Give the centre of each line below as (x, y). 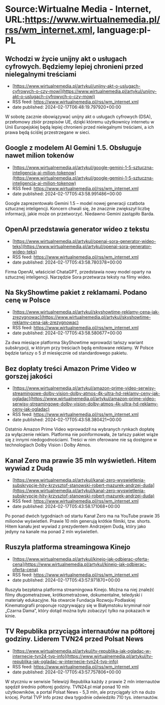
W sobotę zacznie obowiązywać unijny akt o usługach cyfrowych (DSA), (79, 117)
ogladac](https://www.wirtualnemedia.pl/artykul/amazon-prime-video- (84, 399)
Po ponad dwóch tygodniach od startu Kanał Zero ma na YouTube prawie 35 (82, 516)
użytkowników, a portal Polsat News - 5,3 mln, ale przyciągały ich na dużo (80, 692)
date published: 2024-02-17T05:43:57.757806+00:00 (67, 672)
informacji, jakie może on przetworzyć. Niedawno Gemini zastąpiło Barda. (80, 214)
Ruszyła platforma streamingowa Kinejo (68, 547)
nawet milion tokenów (40, 156)
